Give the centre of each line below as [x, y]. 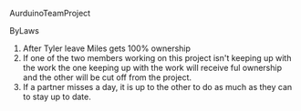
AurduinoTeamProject [50, 13]
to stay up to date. [57, 96]
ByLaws [24, 30]
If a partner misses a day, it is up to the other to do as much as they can [157, 87]
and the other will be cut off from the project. [107, 77]
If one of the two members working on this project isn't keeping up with [157, 58]
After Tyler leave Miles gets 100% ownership [107, 48]
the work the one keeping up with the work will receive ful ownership [152, 68]
